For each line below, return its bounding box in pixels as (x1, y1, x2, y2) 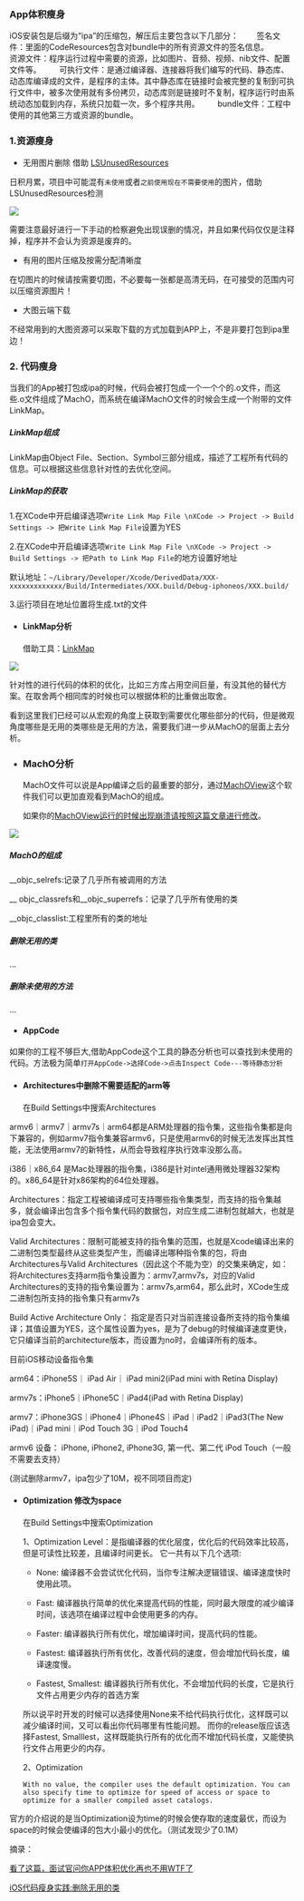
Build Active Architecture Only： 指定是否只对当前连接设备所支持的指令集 (9, 1311, 282, 1322)
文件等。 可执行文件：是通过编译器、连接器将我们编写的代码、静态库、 (9, 64, 290, 75)
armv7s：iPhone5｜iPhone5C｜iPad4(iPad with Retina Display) (9, 1392, 244, 1403)
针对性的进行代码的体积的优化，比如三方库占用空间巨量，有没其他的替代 (9, 679, 279, 690)
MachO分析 (22, 757, 74, 770)
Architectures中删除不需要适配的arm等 (22, 1080, 171, 1091)
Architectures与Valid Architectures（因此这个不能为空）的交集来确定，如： (9, 1258, 289, 1269)
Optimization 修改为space (22, 1495, 122, 1506)
